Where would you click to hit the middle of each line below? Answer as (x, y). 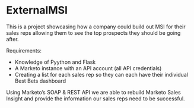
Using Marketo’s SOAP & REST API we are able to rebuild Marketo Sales (93, 92)
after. (12, 39)
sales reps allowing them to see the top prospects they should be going (93, 32)
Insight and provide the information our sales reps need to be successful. (96, 99)
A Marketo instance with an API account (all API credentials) (88, 68)
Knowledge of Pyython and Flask (55, 62)
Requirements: (24, 50)
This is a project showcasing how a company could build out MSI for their (96, 27)
